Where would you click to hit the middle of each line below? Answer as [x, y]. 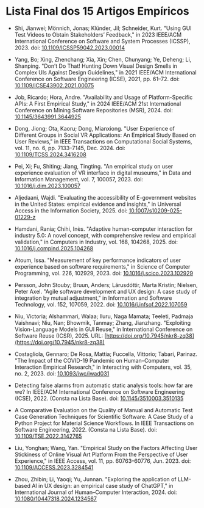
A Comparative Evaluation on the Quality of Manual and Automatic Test [104, 410]
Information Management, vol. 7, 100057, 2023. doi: [79, 179]
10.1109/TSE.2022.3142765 [48, 436]
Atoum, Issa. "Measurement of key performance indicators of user [97, 260]
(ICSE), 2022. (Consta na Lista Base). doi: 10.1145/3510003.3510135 [99, 398]
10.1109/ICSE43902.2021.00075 [54, 85]
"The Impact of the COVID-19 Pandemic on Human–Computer [92, 360]
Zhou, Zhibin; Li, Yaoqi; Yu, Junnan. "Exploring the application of [96, 479]
